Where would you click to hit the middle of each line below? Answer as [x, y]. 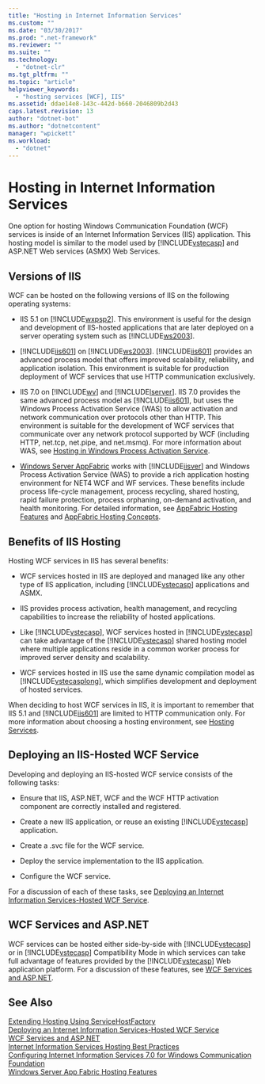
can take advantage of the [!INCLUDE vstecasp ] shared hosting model [133, 640]
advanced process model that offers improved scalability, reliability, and [137, 360]
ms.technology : [33, 60]
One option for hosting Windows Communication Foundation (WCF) [118, 226]
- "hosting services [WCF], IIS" [70, 97]
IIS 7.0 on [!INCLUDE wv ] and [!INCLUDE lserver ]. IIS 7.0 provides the [130, 392]
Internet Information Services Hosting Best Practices [94, 1047]
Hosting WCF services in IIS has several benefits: [88, 560]
